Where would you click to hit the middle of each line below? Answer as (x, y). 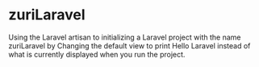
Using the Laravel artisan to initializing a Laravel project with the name (125, 37)
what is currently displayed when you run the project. (97, 54)
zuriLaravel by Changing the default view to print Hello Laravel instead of (129, 45)
